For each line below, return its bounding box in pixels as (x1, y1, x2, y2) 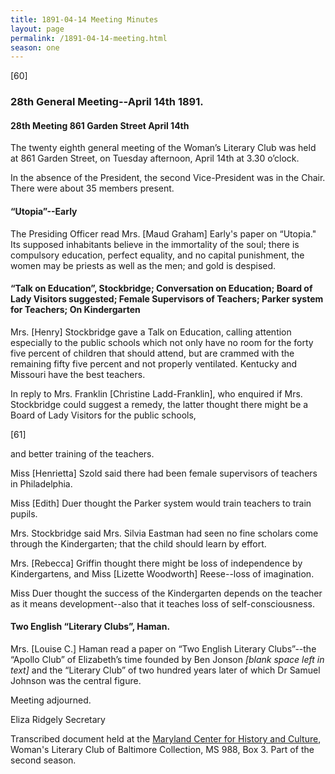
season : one (10, 42, 60, 53)
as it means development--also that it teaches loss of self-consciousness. (10, 597, 315, 610)
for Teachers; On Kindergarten (10, 304, 141, 316)
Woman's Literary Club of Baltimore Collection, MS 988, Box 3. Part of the (10, 743, 315, 755)
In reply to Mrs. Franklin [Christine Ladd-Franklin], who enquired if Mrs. (10, 387, 303, 400)
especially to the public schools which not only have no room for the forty (10, 336, 314, 348)
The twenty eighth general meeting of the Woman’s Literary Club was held (10, 142, 317, 154)
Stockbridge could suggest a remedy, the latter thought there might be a (10, 398, 309, 410)
